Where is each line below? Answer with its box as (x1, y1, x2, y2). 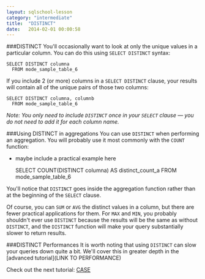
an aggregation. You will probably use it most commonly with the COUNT (6, 136, 185, 144)
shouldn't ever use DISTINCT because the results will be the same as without (6, 217, 198, 224)
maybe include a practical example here (15, 155, 116, 162)
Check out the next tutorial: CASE (6, 266, 91, 273)
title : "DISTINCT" (6, 20, 56, 26)
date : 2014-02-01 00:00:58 (6, 26, 81, 32)
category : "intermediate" (6, 15, 72, 21)
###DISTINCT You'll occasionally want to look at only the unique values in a (6, 43, 198, 50)
